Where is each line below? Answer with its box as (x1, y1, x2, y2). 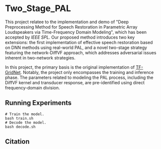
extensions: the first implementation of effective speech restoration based (5, 39, 153, 45)
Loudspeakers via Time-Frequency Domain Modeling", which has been (5, 29, 147, 35)
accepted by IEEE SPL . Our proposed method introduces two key (5, 34, 135, 40)
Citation (5, 137, 30, 146)
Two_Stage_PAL (5, 3, 71, 14)
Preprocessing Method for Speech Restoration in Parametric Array (5, 24, 138, 30)
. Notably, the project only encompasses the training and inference (20, 69, 154, 75)
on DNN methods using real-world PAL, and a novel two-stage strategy (5, 45, 147, 50)
